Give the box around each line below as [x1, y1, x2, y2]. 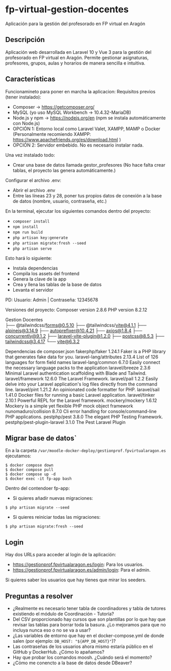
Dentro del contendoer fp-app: [5, 485, 70, 492]
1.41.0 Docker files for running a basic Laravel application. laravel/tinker [5, 392, 155, 398]
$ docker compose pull [5, 467, 54, 473]
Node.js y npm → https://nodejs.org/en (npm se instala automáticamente [12, 114, 166, 121]
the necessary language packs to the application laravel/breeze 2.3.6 [5, 364, 151, 371]
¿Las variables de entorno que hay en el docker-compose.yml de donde [12, 633, 164, 639]
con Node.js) [12, 120, 40, 126]
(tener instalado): [5, 94, 42, 100]
